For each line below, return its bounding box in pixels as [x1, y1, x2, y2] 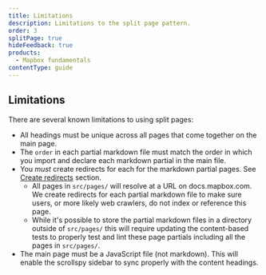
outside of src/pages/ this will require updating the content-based [31, 223, 249, 233]
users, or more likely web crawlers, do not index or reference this [31, 197, 247, 208]
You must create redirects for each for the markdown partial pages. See [19, 164, 256, 173]
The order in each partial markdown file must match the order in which [19, 147, 253, 157]
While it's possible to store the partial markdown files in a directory [31, 215, 252, 225]
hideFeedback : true [8, 42, 73, 50]
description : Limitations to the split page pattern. [8, 19, 192, 27]
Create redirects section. [19, 173, 102, 182]
